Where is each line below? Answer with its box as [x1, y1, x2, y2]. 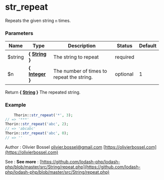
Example [5, 101, 26, 108]
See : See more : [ [5, 159, 41, 164]
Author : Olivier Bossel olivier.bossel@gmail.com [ [5, 144, 105, 150]
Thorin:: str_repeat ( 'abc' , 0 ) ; [5, 131, 69, 136]
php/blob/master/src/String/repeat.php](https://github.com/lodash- [5, 164, 141, 170]
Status [117, 42, 133, 49]
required [115, 54, 135, 60]
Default [139, 42, 157, 49]
